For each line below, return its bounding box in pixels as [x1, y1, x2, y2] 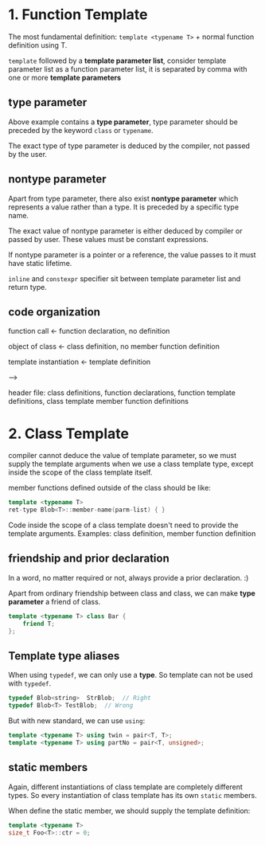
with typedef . [8, 679, 52, 688]
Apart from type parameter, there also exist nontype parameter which [8, 194, 239, 203]
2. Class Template [8, 424, 130, 443]
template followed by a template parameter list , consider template [8, 56, 227, 65]
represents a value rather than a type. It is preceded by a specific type [8, 201, 240, 212]
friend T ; [22, 620, 56, 628]
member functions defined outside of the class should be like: [8, 483, 211, 493]
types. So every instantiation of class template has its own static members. [8, 790, 257, 800]
